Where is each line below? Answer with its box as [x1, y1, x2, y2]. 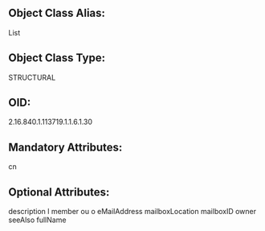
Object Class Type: [8, 52, 106, 65]
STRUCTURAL [8, 72, 56, 82]
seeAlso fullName [8, 215, 67, 225]
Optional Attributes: [8, 185, 110, 199]
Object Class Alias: [8, 6, 106, 20]
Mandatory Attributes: [8, 140, 123, 154]
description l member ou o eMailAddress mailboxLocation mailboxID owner [8, 207, 257, 217]
